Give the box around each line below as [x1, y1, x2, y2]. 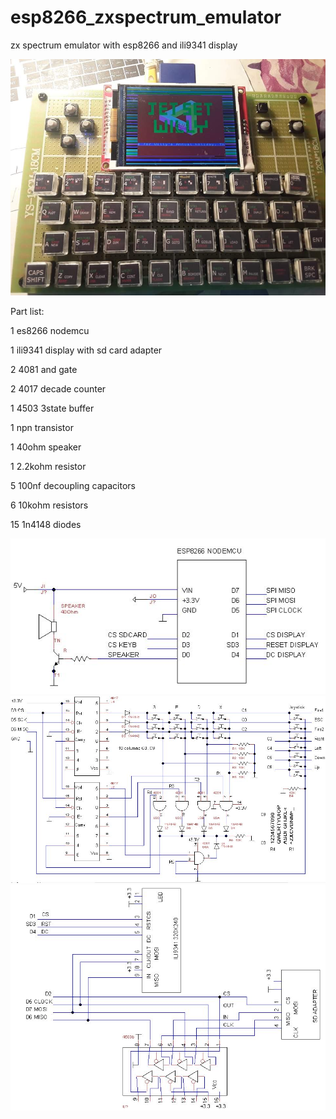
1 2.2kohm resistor [10, 460, 87, 472]
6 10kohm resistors [10, 499, 89, 511]
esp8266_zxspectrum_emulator [10, 6, 282, 29]
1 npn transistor [10, 421, 74, 433]
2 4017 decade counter [10, 382, 107, 395]
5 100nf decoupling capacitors [10, 479, 136, 491]
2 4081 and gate [10, 363, 78, 375]
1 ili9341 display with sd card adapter [10, 344, 163, 356]
